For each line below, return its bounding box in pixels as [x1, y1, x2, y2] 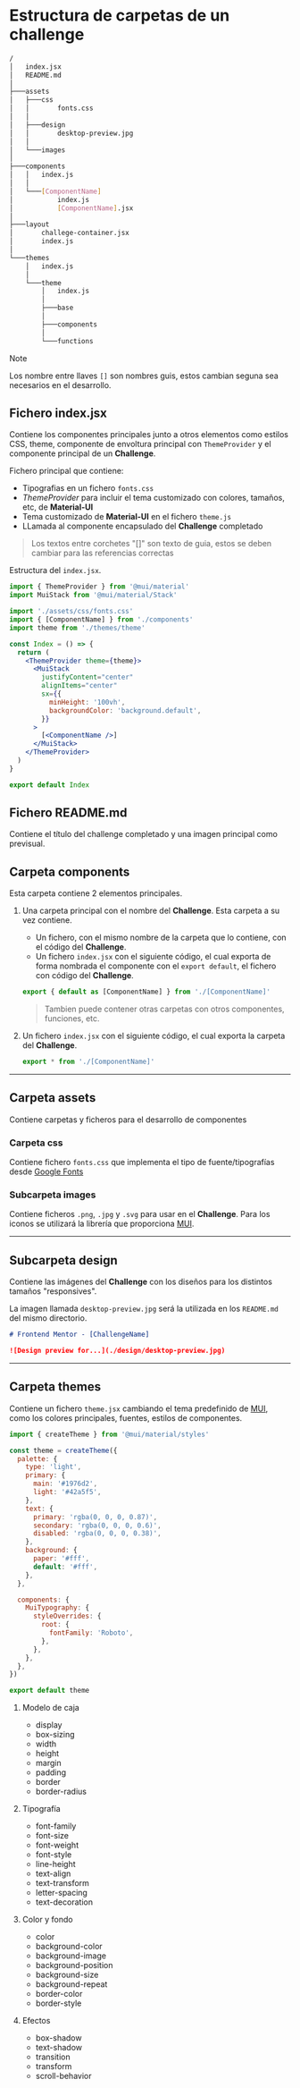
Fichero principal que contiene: [9, 466, 124, 477]
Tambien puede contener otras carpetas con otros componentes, [44, 1003, 285, 1015]
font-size [35, 1830, 70, 1841]
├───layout [9, 220, 50, 229]
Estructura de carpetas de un [9, 5, 230, 26]
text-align [35, 1868, 71, 1879]
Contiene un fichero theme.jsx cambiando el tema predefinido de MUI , [9, 1403, 269, 1414]
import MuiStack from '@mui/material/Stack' [9, 591, 178, 600]
